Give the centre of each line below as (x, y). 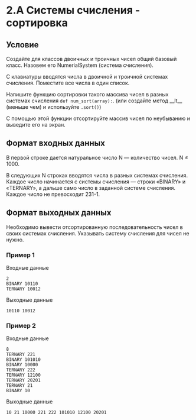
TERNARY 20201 (24, 380)
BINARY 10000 (22, 365)
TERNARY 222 (21, 370)
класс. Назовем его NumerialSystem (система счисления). (80, 65)
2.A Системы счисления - (73, 10)
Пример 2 (21, 325)
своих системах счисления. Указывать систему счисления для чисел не (98, 233)
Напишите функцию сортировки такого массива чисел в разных (87, 94)
